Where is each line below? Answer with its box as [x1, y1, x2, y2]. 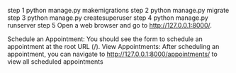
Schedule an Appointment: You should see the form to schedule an [7, 35, 203, 43]
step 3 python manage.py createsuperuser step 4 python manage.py [7, 13, 209, 22]
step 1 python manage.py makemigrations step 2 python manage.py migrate [7, 6, 230, 14]
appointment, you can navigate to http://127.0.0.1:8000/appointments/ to [7, 50, 218, 58]
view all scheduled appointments [7, 57, 104, 66]
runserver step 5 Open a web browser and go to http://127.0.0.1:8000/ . [7, 21, 213, 29]
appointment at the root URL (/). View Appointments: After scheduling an [7, 43, 220, 50]
